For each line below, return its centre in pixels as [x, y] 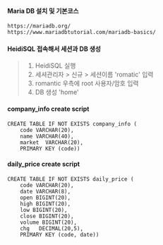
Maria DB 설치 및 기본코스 [43, 11]
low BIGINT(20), [44, 210]
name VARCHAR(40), [47, 136]
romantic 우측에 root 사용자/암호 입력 [87, 83]
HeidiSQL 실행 [55, 66]
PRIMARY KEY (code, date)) [60, 234]
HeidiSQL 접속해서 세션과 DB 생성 [54, 49]
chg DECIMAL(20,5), [52, 228]
